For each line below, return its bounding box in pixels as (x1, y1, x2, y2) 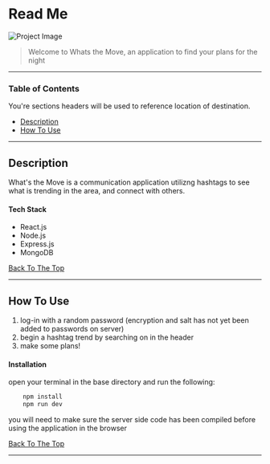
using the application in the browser (8, 423, 127, 433)
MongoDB (19, 248, 54, 258)
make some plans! (19, 341, 81, 351)
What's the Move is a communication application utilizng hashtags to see (8, 177, 251, 187)
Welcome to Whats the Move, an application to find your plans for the (27, 47, 258, 56)
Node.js (19, 230, 47, 241)
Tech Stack (8, 204, 47, 214)
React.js (19, 222, 47, 232)
